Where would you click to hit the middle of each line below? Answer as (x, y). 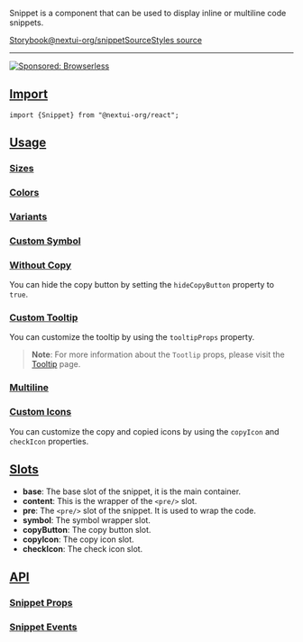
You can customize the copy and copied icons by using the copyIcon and (144, 431)
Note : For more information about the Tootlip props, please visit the (158, 354)
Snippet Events (43, 627)
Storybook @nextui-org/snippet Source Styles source (106, 40)
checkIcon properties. (49, 441)
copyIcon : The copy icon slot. (78, 539)
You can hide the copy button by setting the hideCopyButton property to (142, 285)
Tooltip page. (56, 364)
